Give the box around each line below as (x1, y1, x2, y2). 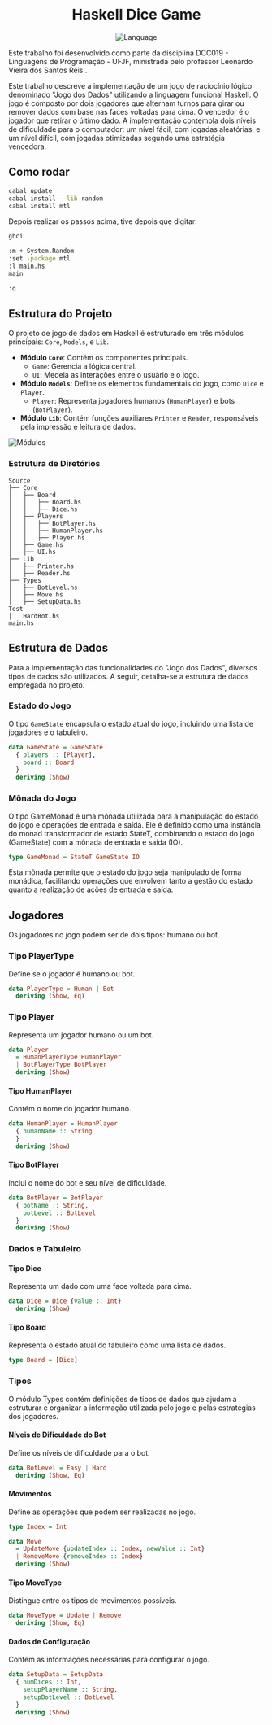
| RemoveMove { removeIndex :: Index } (15, 1552, 144, 1561)
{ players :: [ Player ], (15, 750, 96, 759)
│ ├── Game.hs (8, 540, 63, 548)
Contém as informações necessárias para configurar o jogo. (8, 1655, 209, 1665)
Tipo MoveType (8, 1578, 63, 1587)
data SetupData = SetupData (8, 1670, 104, 1679)
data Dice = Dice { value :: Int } (8, 1297, 122, 1305)
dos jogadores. (8, 1411, 59, 1421)
